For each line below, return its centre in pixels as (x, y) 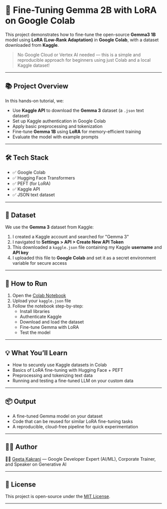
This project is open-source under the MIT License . (58, 497)
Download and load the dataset (52, 322)
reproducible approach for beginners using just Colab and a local (84, 60)
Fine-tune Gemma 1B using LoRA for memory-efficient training (77, 131)
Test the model (35, 332)
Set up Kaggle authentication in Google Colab (59, 121)
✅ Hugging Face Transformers (44, 178)
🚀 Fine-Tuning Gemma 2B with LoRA (81, 10)
